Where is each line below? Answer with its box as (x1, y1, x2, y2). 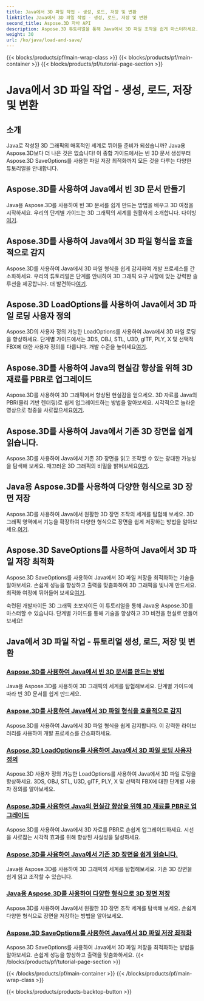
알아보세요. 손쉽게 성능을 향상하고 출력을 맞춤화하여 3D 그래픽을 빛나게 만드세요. (6, 581, 197, 589)
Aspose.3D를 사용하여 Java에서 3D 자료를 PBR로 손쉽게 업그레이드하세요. (6, 826, 183, 833)
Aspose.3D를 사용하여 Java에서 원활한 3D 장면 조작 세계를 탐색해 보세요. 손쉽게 (6, 904, 197, 912)
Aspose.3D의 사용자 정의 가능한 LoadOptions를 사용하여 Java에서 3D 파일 (6, 328, 185, 335)
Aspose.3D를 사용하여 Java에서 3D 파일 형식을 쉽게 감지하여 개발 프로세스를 (6, 265, 189, 272)
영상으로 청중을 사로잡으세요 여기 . (6, 406, 85, 414)
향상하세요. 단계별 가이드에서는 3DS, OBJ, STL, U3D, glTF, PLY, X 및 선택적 (12, 335, 194, 343)
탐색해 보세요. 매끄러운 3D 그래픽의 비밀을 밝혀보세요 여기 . (12, 462, 150, 470)
